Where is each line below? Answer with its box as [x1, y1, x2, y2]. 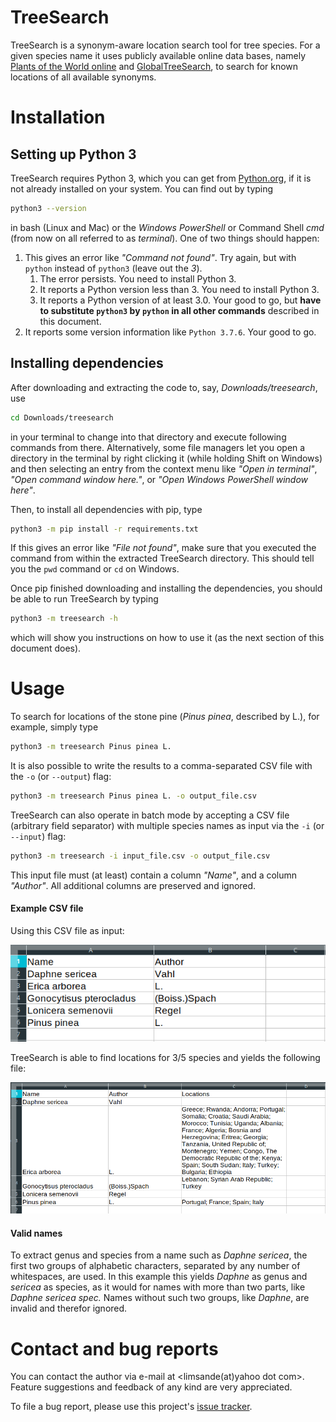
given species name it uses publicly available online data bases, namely [10, 49, 307, 61]
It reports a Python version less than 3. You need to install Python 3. [39, 283, 320, 295]
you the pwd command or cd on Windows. [10, 563, 180, 575]
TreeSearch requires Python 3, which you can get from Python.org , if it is [10, 172, 312, 184]
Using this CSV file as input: [10, 925, 125, 937]
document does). [10, 642, 82, 655]
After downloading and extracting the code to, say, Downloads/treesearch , [10, 381, 318, 393]
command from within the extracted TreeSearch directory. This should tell [10, 552, 315, 565]
